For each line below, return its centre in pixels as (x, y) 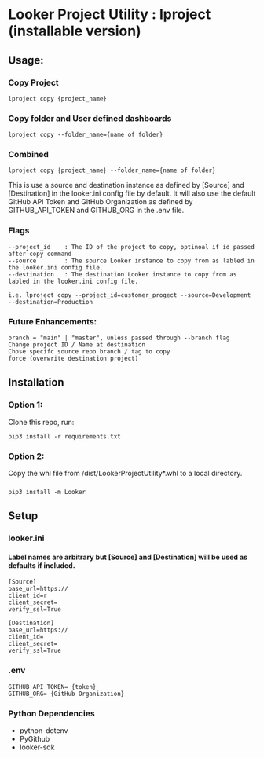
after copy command (40, 254)
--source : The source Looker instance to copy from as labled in (132, 261)
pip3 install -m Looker (47, 492)
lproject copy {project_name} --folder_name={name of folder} (112, 170)
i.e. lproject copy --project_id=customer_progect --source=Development (130, 295)
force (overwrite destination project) (73, 359)
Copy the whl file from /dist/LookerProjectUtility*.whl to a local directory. (125, 474)
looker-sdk (37, 747)
